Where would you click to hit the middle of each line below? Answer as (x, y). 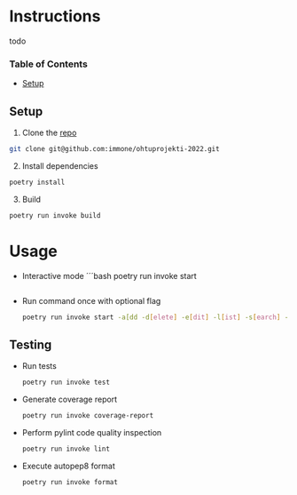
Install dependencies (60, 165)
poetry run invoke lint (66, 449)
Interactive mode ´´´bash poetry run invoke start (109, 275)
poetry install (37, 182)
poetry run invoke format (70, 482)
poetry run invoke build (55, 215)
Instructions (55, 16)
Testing (31, 344)
